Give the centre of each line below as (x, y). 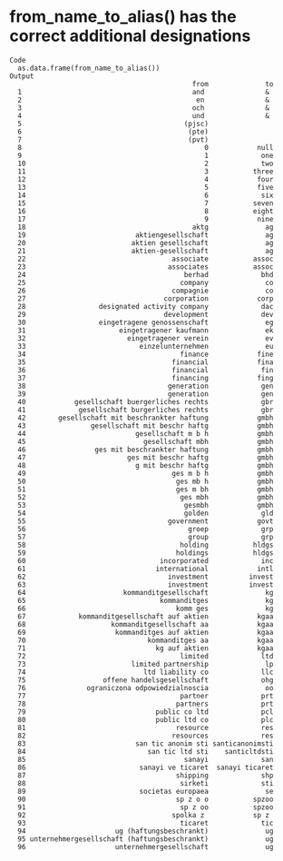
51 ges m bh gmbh (146, 489)
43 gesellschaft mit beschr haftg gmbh (146, 426)
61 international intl (146, 569)
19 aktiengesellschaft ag (146, 235)
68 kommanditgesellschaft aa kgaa (146, 624)
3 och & (144, 108)
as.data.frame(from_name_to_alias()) (89, 68)
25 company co (146, 282)
